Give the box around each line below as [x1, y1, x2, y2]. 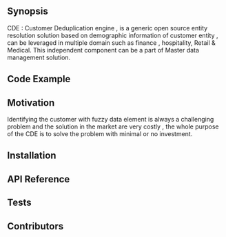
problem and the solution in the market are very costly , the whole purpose [7, 122, 219, 131]
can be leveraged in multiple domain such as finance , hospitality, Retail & [7, 38, 216, 47]
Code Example [7, 73, 71, 85]
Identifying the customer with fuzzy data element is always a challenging [7, 115, 214, 124]
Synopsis [7, 6, 48, 17]
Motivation [7, 97, 55, 108]
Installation [7, 150, 56, 162]
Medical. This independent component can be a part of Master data [7, 46, 200, 54]
